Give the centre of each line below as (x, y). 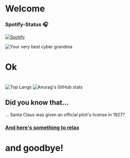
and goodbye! (34, 148)
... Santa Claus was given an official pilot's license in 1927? (65, 114)
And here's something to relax (42, 127)
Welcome (25, 9)
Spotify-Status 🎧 (27, 24)
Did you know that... (37, 103)
